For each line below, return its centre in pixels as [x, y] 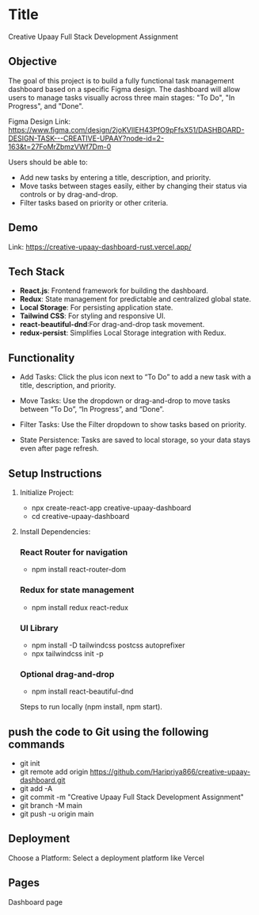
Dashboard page [36, 902]
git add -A [36, 788]
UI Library [39, 628]
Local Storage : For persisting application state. [96, 308]
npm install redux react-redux [80, 607]
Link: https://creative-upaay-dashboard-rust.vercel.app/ [100, 247]
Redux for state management [77, 590]
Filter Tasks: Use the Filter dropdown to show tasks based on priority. [133, 425]
